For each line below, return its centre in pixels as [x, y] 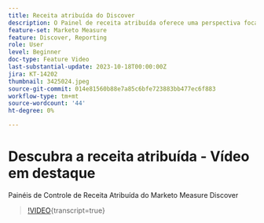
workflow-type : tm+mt [44, 96]
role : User [26, 45]
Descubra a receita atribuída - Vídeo [129, 156]
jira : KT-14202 [33, 74]
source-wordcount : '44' [47, 103]
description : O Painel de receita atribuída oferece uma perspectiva [125, 23]
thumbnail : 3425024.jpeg [49, 81]
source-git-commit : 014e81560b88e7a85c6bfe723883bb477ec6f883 [112, 89]
